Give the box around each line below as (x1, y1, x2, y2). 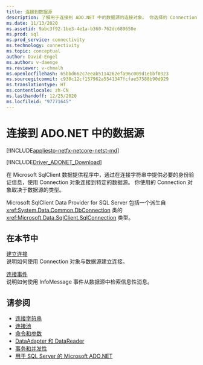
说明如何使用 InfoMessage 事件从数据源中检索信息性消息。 (6, 278, 153, 285)
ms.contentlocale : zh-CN (6, 87, 69, 94)
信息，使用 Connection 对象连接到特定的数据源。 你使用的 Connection (11, 179, 186, 186)
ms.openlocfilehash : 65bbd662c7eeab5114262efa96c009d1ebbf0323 (6, 71, 169, 77)
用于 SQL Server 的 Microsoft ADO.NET (14, 352, 113, 360)
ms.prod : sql (6, 31, 39, 37)
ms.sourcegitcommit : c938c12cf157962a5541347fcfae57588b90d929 (6, 76, 169, 82)
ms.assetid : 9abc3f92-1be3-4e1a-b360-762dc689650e (6, 25, 137, 32)
